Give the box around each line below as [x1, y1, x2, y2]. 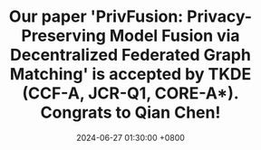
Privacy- [186, 6, 253, 27]
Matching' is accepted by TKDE [9, 64, 252, 85]
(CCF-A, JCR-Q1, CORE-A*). [22, 83, 239, 104]
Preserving [21, 25, 107, 46]
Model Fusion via [109, 25, 240, 46]
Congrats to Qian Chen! [40, 102, 221, 123]
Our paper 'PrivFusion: [8, 6, 184, 27]
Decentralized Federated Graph [9, 45, 252, 65]
